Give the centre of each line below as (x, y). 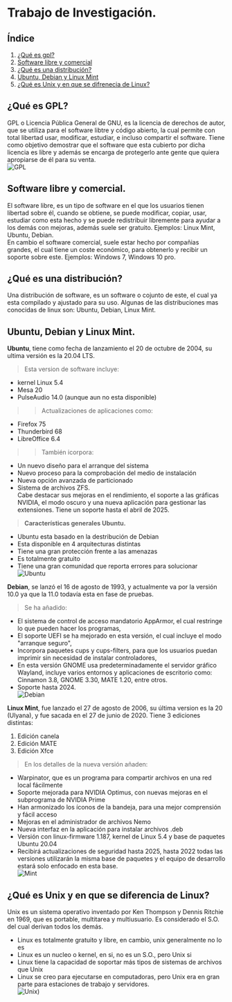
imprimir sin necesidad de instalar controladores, (87, 658)
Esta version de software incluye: (71, 369)
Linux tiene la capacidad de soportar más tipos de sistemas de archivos (119, 962)
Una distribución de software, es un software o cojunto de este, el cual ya (113, 295)
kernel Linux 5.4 (40, 383)
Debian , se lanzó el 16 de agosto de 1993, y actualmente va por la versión (112, 587)
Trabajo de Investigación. (82, 13)
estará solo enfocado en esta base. (68, 866)
